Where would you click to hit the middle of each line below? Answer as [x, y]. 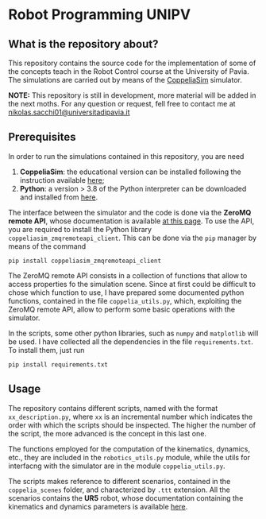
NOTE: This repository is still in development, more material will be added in [132, 95]
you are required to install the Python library [80, 229]
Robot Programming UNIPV [100, 15]
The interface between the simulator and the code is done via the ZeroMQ [130, 212]
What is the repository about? [83, 44]
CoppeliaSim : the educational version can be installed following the [131, 172]
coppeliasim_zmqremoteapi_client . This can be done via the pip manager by [132, 238]
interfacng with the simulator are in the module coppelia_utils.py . [117, 466]
